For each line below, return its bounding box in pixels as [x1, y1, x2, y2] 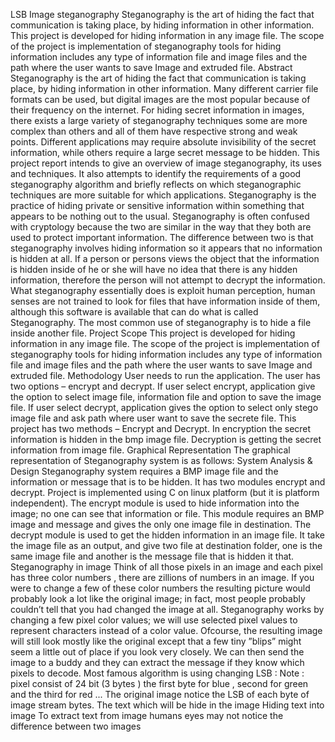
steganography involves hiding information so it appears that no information [10, 242, 323, 254]
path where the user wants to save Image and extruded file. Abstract [10, 62, 293, 73]
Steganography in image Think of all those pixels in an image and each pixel [10, 561, 324, 573]
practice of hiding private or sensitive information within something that [10, 200, 305, 211]
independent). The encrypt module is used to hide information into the [10, 497, 300, 509]
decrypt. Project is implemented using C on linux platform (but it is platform [10, 487, 320, 498]
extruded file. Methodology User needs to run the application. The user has [10, 370, 321, 381]
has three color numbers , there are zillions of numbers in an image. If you [10, 572, 315, 583]
